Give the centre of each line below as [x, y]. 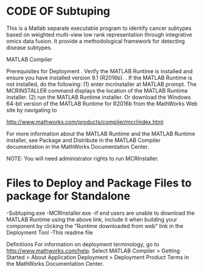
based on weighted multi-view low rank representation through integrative [99, 34]
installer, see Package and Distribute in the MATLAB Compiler [83, 140]
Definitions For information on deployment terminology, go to [83, 244]
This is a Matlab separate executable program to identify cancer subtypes [99, 28]
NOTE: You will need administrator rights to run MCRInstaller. [83, 158]
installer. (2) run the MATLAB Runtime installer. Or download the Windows [99, 97]
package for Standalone [69, 196]
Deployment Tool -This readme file [50, 232]
